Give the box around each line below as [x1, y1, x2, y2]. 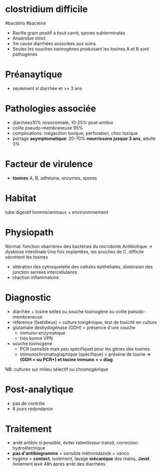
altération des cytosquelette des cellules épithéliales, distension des [12, 263, 153, 269]
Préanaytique [5, 69, 62, 80]
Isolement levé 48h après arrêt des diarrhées [12, 461, 105, 467]
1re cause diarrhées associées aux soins [12, 40, 96, 46]
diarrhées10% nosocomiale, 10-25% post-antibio [12, 119, 113, 125]
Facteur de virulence [5, 159, 93, 170]
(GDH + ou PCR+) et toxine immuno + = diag [19, 356, 113, 362]
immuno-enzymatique [19, 330, 66, 336]
